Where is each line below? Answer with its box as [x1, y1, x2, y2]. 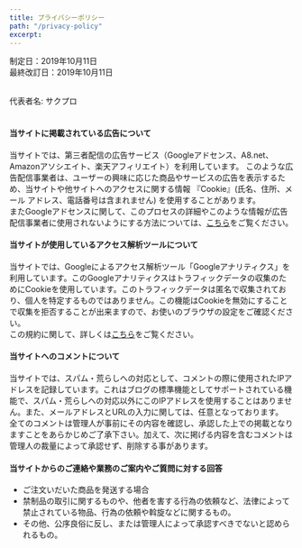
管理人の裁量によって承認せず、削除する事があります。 [9, 440, 214, 451]
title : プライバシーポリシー [9, 13, 105, 23]
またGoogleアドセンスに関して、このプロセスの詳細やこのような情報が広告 [9, 205, 288, 216]
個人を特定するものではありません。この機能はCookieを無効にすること [24, 295, 288, 306]
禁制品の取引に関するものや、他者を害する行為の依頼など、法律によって [22, 496, 290, 507]
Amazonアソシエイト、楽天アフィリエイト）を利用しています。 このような [9, 160, 286, 171]
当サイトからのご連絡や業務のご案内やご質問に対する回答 [9, 462, 223, 473]
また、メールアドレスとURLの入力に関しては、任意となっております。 [24, 406, 284, 417]
